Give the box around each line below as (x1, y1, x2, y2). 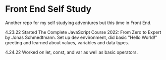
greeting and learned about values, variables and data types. (5, 39, 129, 45)
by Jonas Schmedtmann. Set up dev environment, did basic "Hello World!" (5, 34, 158, 40)
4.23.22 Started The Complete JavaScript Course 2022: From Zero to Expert (5, 29, 162, 35)
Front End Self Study (5, 3, 92, 15)
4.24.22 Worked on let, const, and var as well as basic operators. (5, 49, 138, 55)
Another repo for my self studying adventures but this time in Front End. (5, 20, 152, 26)
